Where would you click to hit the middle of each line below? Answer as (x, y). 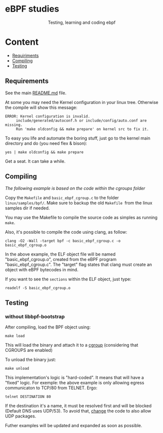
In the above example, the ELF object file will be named (60, 254)
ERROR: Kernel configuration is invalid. (48, 116)
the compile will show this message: (41, 107)
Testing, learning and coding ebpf (82, 22)
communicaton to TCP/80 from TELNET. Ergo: (51, 388)
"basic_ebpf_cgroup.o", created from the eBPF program (61, 259)
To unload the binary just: (31, 360)
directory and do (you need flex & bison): (46, 143)
